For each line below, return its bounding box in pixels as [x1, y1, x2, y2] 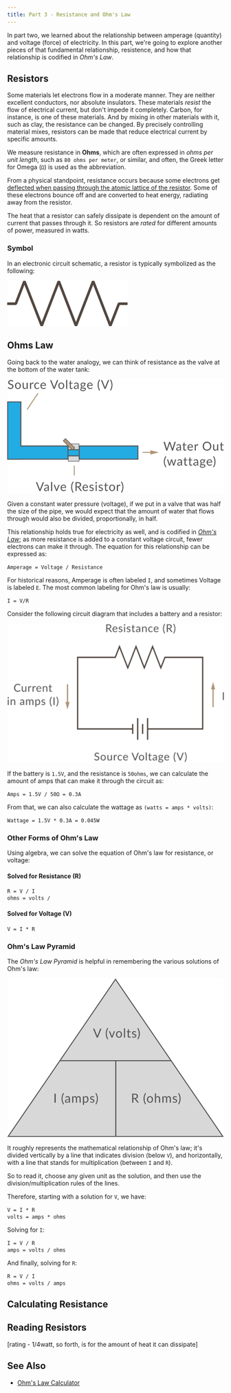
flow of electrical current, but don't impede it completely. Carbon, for [7, 105, 203, 114]
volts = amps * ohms [7, 1213, 67, 1220]
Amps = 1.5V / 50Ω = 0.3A [7, 791, 81, 797]
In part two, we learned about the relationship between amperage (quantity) [7, 31, 222, 39]
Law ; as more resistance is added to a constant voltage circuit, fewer [7, 535, 203, 543]
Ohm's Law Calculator [16, 1379, 80, 1387]
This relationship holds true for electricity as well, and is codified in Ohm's [7, 527, 217, 536]
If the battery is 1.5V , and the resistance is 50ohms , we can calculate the [7, 769, 208, 777]
